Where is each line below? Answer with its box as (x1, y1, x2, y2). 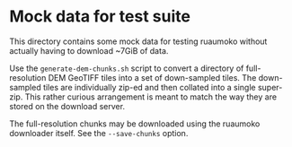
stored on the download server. (9, 100, 126, 111)
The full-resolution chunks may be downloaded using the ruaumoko (9, 118, 261, 129)
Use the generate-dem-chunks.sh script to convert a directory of (9, 63, 244, 73)
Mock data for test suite (9, 6, 191, 27)
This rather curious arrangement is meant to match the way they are (24, 91, 277, 102)
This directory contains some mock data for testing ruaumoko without (9, 36, 268, 47)
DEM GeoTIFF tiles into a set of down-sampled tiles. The (48, 72, 257, 82)
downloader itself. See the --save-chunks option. (9, 127, 189, 138)
